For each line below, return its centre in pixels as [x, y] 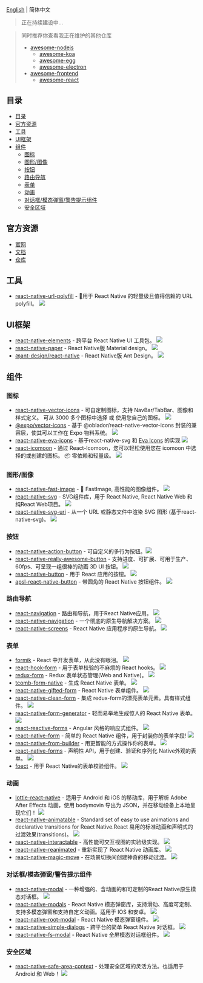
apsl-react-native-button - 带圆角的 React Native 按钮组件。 [90, 581]
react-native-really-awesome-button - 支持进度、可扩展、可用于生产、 [103, 559]
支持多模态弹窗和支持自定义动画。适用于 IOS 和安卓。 [82, 912]
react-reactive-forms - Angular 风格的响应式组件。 [78, 728]
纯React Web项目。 [39, 505]
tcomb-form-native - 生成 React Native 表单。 [72, 683]
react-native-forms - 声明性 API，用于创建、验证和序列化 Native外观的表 [106, 751]
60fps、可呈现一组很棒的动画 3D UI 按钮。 [68, 566]
